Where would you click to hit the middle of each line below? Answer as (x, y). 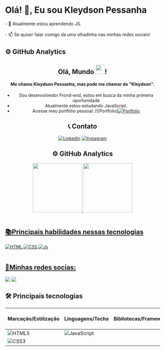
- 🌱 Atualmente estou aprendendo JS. (43, 24)
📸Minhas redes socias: (41, 267)
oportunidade (86, 100)
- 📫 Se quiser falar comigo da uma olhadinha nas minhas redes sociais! (78, 35)
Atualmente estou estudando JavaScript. (86, 105)
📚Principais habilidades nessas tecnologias (74, 232)
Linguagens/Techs (86, 318)
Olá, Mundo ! (82, 72)
